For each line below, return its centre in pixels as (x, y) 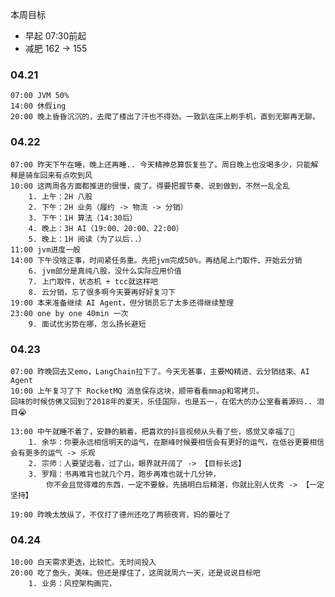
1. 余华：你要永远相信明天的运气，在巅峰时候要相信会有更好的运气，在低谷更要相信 (176, 442)
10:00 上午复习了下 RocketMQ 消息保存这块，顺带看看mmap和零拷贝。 (137, 391)
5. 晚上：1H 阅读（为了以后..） (87, 239)
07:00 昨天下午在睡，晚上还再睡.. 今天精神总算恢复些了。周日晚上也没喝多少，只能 (161, 164)
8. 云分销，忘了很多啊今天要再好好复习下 (102, 292)
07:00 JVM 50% (40, 96)
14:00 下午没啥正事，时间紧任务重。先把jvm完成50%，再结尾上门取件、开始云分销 (156, 260)
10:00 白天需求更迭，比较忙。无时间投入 (83, 563)
